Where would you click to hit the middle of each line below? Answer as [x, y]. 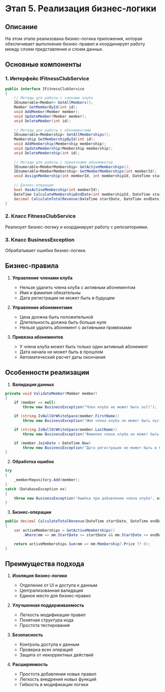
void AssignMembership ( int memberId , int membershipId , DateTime [82, 176]
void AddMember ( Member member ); [47, 112]
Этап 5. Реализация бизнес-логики [81, 9]
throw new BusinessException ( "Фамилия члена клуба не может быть [91, 434]
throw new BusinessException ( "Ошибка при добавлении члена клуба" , [84, 498]
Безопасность [27, 635]
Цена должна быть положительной [56, 317]
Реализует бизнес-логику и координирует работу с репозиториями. [77, 227]
